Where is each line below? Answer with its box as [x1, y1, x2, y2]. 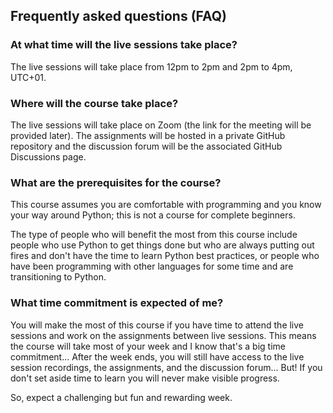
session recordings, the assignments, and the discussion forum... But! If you [10, 361, 323, 373]
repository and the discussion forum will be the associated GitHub [10, 140, 283, 152]
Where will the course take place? [10, 96, 179, 110]
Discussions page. [10, 150, 87, 163]
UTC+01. [10, 71, 47, 83]
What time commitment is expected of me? [10, 296, 224, 310]
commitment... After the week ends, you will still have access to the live [10, 350, 305, 363]
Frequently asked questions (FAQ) [10, 8, 228, 25]
